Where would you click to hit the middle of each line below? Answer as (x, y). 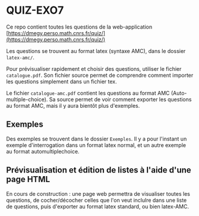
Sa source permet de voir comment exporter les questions (120, 99)
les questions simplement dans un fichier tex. (61, 82)
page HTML (28, 179)
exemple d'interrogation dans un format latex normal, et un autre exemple (96, 145)
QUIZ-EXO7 (35, 10)
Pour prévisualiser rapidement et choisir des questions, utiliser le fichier (94, 68)
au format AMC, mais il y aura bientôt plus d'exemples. (73, 105)
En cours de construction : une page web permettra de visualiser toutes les (98, 193)
